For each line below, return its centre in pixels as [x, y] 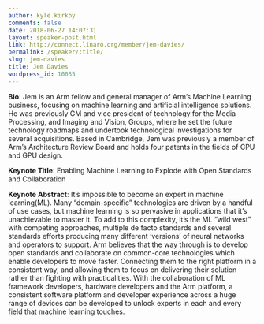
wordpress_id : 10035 [42, 74]
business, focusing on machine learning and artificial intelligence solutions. [130, 105]
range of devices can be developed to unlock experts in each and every [125, 303]
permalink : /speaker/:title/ [56, 52]
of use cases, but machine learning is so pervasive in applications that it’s [128, 210]
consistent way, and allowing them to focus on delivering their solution [123, 270]
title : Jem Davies [38, 67]
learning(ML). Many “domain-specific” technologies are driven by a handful [131, 203]
